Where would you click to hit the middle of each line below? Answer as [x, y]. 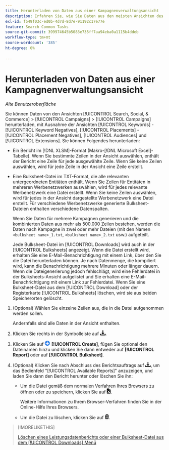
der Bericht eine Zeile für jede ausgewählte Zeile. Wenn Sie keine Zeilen [87, 161]
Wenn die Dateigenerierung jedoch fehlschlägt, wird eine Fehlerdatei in [86, 271]
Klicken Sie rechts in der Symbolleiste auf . [60, 334]
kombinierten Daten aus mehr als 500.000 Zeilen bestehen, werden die [86, 224]
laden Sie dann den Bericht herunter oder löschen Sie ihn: [72, 376]
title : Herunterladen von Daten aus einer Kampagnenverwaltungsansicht [82, 11]
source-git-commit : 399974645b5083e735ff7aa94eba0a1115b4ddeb [72, 32]
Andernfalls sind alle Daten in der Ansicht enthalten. [66, 323]
